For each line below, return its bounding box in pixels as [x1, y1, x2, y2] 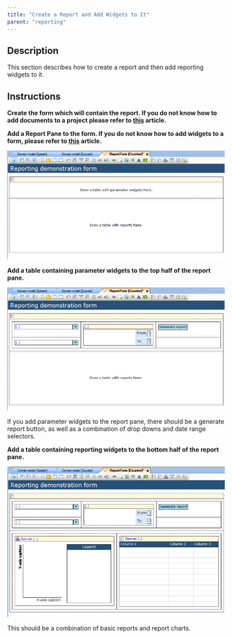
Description [7, 45, 59, 57]
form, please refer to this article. [7, 137, 102, 145]
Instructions [7, 90, 61, 102]
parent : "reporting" [7, 18, 67, 26]
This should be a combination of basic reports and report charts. [7, 624, 191, 632]
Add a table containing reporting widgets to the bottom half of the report [7, 445, 220, 454]
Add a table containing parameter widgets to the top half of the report [7, 267, 211, 275]
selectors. [7, 432, 36, 441]
